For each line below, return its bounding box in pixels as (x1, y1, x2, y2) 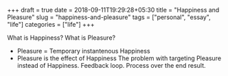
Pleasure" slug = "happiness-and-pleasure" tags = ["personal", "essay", (7, 13, 211, 21)
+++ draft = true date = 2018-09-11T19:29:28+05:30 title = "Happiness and (7, 6, 220, 14)
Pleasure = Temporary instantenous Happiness (16, 47, 150, 55)
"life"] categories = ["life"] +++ (7, 21, 95, 28)
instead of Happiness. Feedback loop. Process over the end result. (16, 62, 206, 69)
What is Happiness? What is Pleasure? (7, 34, 115, 42)
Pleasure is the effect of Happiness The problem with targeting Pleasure (16, 54, 222, 62)
